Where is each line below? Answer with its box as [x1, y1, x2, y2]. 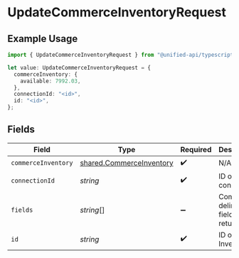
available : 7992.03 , [20, 77, 81, 85]
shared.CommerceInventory [80, 158, 174, 168]
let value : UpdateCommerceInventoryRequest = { [7, 64, 152, 71]
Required [180, 144, 212, 154]
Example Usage [7, 33, 78, 45]
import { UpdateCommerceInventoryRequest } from [7, 51, 154, 58]
